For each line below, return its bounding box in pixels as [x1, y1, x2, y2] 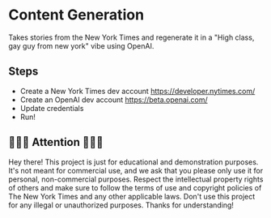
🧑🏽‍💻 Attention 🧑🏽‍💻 [8, 135, 104, 149]
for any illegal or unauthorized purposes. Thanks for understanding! [8, 200, 235, 210]
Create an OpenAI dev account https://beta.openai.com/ [19, 95, 208, 105]
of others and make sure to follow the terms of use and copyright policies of [8, 182, 262, 192]
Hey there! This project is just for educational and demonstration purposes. [8, 156, 259, 167]
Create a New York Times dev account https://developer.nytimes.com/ [19, 86, 256, 96]
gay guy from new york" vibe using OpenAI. [8, 41, 155, 50]
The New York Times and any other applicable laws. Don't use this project [8, 191, 256, 201]
